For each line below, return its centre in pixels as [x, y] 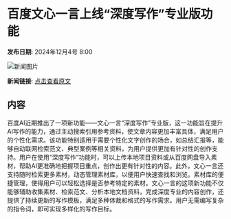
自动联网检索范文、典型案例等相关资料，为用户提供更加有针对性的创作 [112, 148]
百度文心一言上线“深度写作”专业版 [104, 14]
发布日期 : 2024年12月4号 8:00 [50, 52]
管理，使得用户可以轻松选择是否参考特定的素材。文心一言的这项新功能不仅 [118, 182]
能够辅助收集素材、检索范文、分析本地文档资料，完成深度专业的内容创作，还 [115, 191]
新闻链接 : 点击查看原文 [39, 81]
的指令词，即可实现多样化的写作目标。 [61, 209]
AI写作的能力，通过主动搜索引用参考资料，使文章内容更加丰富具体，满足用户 [115, 131]
